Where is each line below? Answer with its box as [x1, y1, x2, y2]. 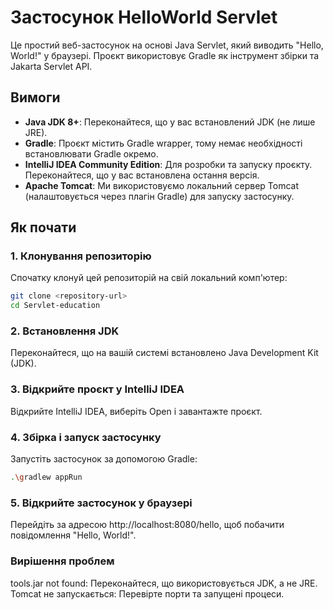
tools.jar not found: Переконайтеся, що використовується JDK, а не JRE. [10, 577, 318, 589]
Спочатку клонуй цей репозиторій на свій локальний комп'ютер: [10, 272, 288, 284]
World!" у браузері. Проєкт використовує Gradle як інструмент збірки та [10, 49, 320, 61]
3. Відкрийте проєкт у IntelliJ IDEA [10, 382, 185, 396]
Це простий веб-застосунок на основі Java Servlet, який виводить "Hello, [10, 39, 324, 51]
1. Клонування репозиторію [10, 249, 152, 263]
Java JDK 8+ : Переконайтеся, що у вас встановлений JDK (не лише [24, 116, 316, 128]
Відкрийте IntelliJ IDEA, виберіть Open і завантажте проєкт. [10, 405, 263, 417]
